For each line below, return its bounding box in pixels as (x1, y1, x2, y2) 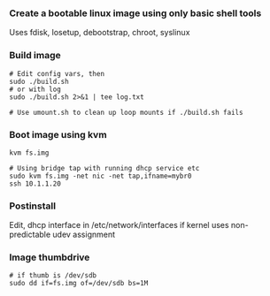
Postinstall (9, 200, 56, 212)
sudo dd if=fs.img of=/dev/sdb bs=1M (9, 279, 149, 288)
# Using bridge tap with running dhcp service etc (9, 163, 200, 172)
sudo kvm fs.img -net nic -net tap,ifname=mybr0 (9, 171, 192, 180)
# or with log (9, 85, 62, 94)
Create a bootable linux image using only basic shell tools (9, 7, 262, 19)
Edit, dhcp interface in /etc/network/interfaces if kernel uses (9, 220, 229, 231)
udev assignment (52, 229, 116, 240)
